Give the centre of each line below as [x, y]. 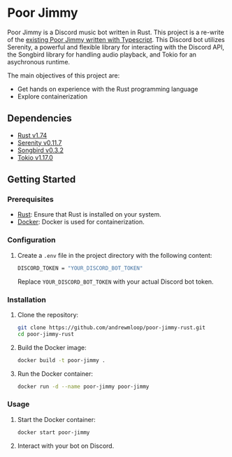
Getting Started [42, 180]
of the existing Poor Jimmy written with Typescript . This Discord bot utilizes [116, 39]
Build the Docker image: [52, 347]
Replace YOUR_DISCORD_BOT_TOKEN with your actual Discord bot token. [116, 282]
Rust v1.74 [32, 135]
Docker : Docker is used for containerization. [81, 222]
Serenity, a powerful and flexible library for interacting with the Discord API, [116, 47]
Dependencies [39, 118]
